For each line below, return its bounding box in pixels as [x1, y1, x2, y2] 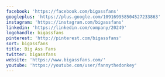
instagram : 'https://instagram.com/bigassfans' [6, 19, 125, 25]
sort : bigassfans [6, 41, 49, 47]
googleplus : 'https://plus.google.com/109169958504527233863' [6, 14, 161, 20]
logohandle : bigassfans [6, 30, 64, 36]
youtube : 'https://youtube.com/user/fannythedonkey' [6, 62, 137, 68]
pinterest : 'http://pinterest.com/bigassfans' [6, 35, 122, 41]
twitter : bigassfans [6, 52, 57, 57]
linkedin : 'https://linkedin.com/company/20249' [6, 24, 127, 31]
